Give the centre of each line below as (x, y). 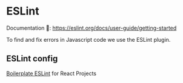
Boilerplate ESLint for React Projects (52, 73)
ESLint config (32, 59)
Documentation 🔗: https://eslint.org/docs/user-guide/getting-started (91, 28)
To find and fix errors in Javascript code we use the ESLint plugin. (88, 39)
